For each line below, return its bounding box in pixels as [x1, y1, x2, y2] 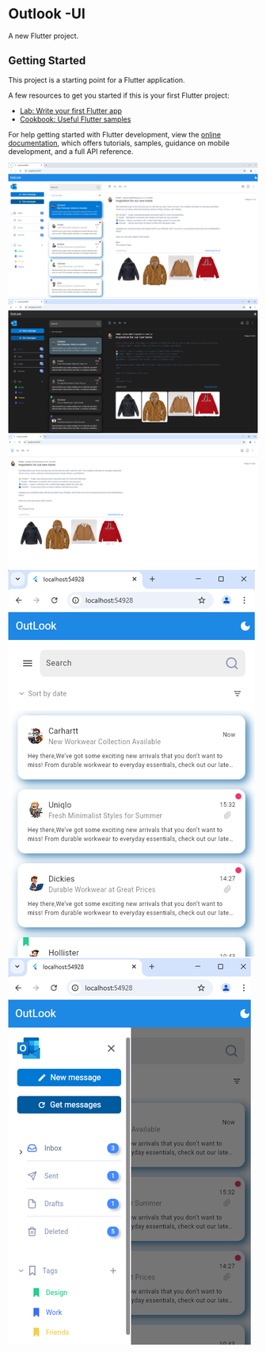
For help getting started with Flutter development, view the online [8, 129, 222, 139]
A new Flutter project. [8, 31, 79, 40]
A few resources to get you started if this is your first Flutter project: [8, 91, 230, 100]
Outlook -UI [8, 5, 85, 23]
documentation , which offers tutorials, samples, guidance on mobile [8, 138, 230, 148]
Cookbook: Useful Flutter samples [19, 114, 131, 124]
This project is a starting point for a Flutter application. [8, 75, 185, 84]
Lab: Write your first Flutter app [19, 106, 123, 115]
